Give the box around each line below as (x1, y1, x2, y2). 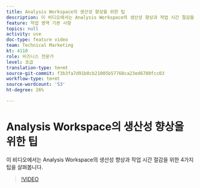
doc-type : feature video (6, 37, 68, 43)
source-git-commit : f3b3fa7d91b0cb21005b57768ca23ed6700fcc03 (6, 70, 165, 76)
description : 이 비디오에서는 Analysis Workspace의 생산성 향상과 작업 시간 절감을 (6, 14, 195, 20)
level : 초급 (6, 59, 34, 65)
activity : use (6, 31, 42, 37)
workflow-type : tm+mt (6, 76, 60, 82)
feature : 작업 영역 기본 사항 (6, 20, 72, 26)
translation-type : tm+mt (6, 64, 68, 71)
